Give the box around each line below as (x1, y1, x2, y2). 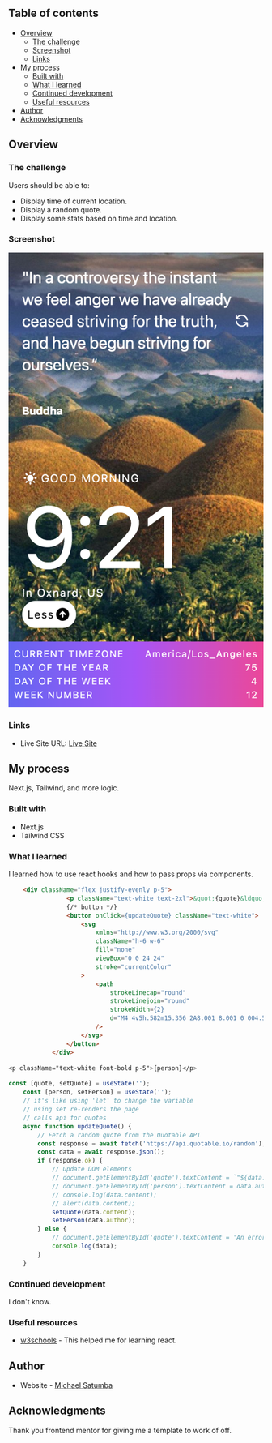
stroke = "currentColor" (95, 962, 172, 971)
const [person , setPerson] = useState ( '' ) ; (23, 1088, 172, 1097)
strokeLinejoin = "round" (109, 997, 190, 1005)
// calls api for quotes (23, 1114, 107, 1122)
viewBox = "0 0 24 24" (95, 954, 164, 963)
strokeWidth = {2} (109, 1005, 164, 1014)
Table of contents (8, 6, 99, 20)
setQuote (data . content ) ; (51, 1208, 136, 1216)
